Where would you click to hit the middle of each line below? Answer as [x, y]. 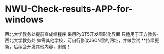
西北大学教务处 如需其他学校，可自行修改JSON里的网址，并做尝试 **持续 [80, 40]
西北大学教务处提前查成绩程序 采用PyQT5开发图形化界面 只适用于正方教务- [82, 34]
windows [24, 20]
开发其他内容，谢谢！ [48, 46]
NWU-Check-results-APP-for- [69, 9]
